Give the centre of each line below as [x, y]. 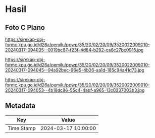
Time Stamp [22, 128]
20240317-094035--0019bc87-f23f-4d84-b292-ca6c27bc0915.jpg [74, 50]
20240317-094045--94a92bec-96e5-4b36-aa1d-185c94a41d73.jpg [75, 70]
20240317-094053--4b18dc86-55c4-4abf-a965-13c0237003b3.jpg [75, 90]
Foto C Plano [25, 28]
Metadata [20, 106]
